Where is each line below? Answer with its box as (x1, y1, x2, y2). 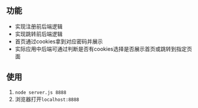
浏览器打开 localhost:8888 (14, 95, 80, 103)
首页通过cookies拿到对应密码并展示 (14, 38, 103, 45)
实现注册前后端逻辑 (14, 23, 63, 30)
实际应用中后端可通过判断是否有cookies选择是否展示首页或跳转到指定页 (14, 45, 193, 52)
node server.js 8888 (14, 89, 67, 95)
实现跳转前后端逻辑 (14, 30, 63, 37)
